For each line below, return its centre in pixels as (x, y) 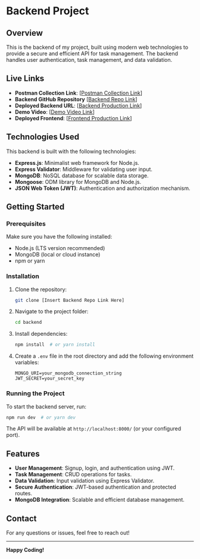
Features (23, 454)
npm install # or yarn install (55, 345)
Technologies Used (43, 137)
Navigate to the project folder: (51, 311)
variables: (27, 363)
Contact (21, 518)
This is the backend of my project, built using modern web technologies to (97, 47)
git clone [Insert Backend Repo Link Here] (70, 300)
